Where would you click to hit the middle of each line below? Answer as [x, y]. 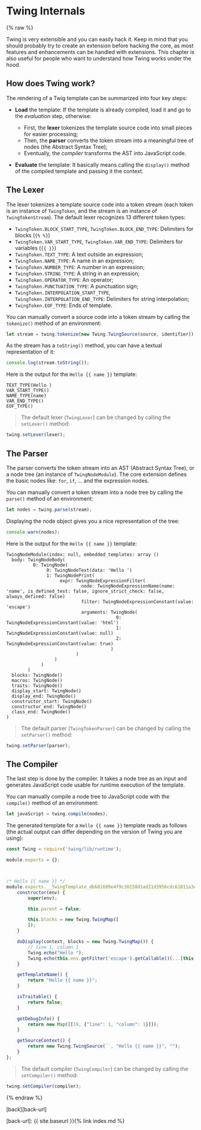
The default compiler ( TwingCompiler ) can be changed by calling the [104, 1069]
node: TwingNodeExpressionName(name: [128, 586]
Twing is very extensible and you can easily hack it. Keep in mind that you [97, 39]
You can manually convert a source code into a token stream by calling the [98, 317]
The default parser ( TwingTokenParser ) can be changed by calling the [106, 728]
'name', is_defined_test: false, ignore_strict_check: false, [85, 591]
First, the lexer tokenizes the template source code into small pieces [108, 128]
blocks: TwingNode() [37, 675]
